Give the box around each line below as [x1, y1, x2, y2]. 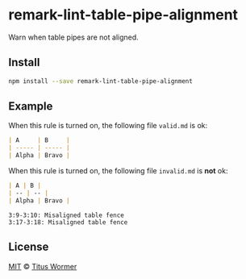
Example [8, 99, 53, 114]
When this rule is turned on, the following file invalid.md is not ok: [8, 166, 228, 176]
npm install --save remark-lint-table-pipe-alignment [8, 77, 194, 85]
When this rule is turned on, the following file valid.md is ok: [8, 121, 208, 131]
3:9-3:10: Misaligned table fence [8, 211, 125, 219]
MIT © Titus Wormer [8, 261, 77, 271]
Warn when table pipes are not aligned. [8, 32, 139, 42]
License [8, 240, 49, 254]
